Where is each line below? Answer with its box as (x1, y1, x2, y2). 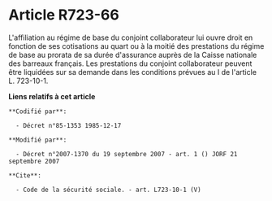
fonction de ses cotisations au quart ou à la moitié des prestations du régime (8, 41, 265, 50)
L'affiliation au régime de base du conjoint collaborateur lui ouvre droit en (8, 33, 253, 42)
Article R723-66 (8, 6, 119, 24)
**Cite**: (8, 171, 42, 180)
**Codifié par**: (8, 107, 67, 116)
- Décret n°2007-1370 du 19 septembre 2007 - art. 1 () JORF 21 (15, 150, 238, 158)
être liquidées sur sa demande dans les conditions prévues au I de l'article (8, 67, 257, 76)
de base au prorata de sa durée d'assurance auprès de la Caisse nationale (8, 50, 257, 59)
